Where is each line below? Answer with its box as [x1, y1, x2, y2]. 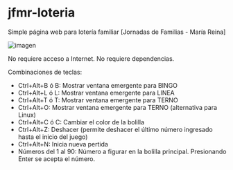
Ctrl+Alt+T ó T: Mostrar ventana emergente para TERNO [17, 95, 179, 104]
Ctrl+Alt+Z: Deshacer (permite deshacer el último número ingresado [17, 125, 214, 133]
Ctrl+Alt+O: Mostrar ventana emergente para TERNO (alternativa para [17, 103, 218, 111]
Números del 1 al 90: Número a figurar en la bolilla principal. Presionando [17, 147, 227, 155]
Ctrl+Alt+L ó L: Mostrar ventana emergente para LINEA [17, 88, 175, 97]
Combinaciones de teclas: [8, 68, 83, 76]
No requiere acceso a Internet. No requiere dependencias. [8, 54, 175, 63]
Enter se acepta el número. [17, 154, 96, 163]
